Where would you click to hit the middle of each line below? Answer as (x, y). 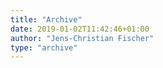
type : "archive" (44, 47)
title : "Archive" (46, 19)
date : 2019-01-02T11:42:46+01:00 (80, 29)
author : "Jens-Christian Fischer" (82, 38)
